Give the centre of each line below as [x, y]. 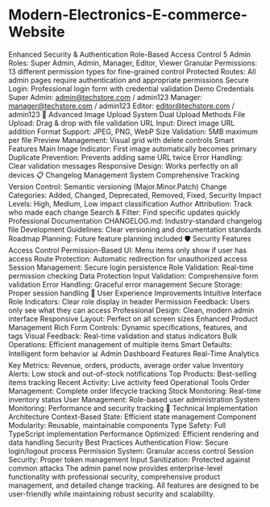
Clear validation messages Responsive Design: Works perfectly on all [123, 166]
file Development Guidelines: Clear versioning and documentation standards [135, 229]
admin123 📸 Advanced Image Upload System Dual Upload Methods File [127, 114]
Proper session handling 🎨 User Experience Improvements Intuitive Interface [135, 293]
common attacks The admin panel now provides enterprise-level [116, 468]
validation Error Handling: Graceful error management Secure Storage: [126, 284]
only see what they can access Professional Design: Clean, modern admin [131, 310]
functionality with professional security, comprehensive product [114, 476]
